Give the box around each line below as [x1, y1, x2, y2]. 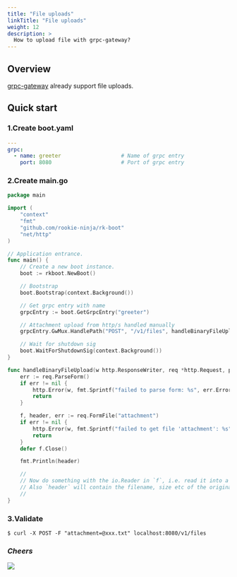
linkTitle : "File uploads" [7, 17, 87, 24]
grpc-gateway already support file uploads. [7, 81, 134, 90]
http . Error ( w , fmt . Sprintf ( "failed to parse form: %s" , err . [32, 386, 217, 393]
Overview [7, 63, 51, 75]
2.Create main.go [7, 176, 68, 186]
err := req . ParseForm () [20, 373, 90, 380]
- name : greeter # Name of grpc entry [13, 153, 185, 160]
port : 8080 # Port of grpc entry [20, 159, 185, 166]
